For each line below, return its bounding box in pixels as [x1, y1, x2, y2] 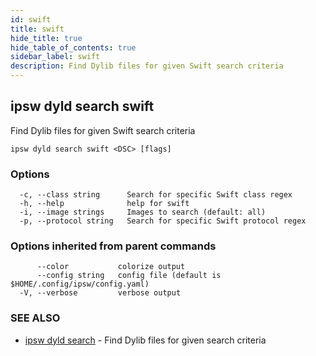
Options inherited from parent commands [10, 239, 217, 253]
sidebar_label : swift [10, 52, 101, 62]
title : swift [10, 24, 65, 34]
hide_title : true [10, 33, 83, 43]
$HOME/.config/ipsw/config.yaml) [10, 279, 150, 290]
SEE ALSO [10, 311, 61, 325]
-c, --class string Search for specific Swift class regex [19, 190, 293, 200]
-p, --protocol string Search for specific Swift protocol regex [19, 216, 307, 226]
